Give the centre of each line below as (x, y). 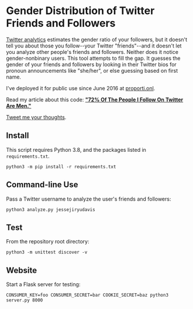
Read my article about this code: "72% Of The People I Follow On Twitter (95, 99)
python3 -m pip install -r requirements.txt (61, 167)
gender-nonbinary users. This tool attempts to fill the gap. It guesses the (93, 58)
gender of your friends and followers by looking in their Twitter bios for (91, 64)
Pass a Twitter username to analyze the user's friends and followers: (89, 199)
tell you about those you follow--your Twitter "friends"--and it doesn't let (94, 46)
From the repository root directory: (48, 242)
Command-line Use (42, 185)
